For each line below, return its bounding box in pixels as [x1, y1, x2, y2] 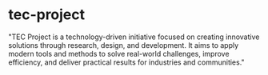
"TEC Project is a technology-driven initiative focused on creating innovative [8, 32, 260, 41]
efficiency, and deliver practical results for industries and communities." [8, 57, 246, 67]
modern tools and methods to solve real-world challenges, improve [8, 49, 230, 58]
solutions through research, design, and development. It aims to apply [8, 40, 239, 49]
